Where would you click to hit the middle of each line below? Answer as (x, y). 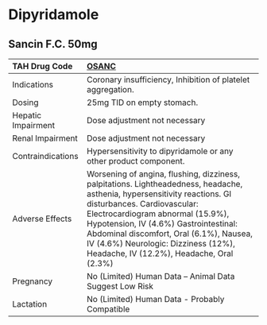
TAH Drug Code (43, 66)
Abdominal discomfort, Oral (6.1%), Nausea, (170, 234)
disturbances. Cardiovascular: (143, 204)
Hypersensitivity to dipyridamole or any (160, 151)
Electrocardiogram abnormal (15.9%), (158, 214)
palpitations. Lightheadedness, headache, (165, 184)
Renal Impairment (45, 138)
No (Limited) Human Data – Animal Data (161, 276)
